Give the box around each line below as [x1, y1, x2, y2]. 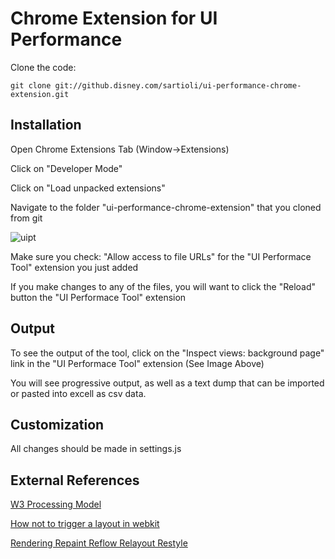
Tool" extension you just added [10, 261, 139, 273]
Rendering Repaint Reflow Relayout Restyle [10, 537, 188, 549]
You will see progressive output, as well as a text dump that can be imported [10, 377, 325, 389]
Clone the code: [10, 61, 77, 73]
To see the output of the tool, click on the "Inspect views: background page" [10, 347, 325, 359]
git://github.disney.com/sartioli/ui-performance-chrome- [54, 80, 302, 91]
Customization [10, 416, 105, 433]
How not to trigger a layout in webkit [10, 518, 160, 530]
